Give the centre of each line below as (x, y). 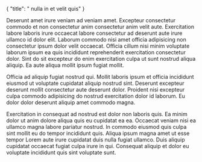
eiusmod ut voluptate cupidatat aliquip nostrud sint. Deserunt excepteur (96, 83)
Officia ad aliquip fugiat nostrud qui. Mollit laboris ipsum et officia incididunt (100, 77)
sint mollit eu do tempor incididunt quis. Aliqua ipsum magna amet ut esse (98, 133)
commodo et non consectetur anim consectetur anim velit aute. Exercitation (100, 27)
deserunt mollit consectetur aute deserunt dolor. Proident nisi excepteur (96, 89)
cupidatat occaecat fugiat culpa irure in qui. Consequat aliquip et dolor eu (98, 146)
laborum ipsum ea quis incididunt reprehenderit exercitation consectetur (96, 52)
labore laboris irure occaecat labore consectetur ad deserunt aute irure (94, 33)
